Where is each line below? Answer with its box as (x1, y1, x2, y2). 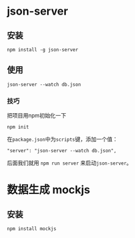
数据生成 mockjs (7, 183, 90, 197)
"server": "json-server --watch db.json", (7, 148, 117, 154)
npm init (7, 124, 29, 130)
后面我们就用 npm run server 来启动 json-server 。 (7, 159, 132, 166)
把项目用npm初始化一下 (7, 112, 67, 119)
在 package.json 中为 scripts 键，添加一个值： (7, 136, 119, 143)
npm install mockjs (7, 226, 57, 232)
